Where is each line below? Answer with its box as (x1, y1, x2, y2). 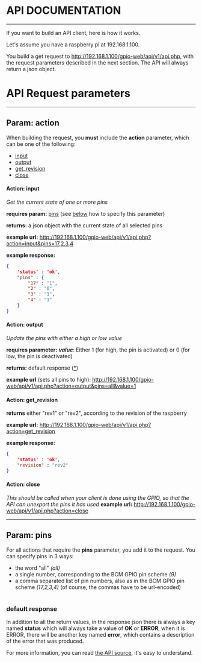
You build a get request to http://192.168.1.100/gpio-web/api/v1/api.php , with (6, 52, 194, 60)
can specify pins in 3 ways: (6, 552, 74, 560)
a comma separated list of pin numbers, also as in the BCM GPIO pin (14, 577, 185, 584)
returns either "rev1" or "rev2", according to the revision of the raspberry (6, 409, 188, 417)
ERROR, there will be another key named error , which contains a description (6, 631, 195, 638)
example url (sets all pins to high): (6, 376, 91, 383)
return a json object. (6, 65, 57, 72)
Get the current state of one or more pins (6, 198, 108, 206)
